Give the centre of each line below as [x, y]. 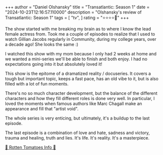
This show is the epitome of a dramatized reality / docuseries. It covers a [78, 73]
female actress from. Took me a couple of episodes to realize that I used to [80, 34]
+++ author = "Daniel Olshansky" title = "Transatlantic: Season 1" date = [77, 7]
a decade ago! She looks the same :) [42, 44]
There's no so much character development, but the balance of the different [81, 93]
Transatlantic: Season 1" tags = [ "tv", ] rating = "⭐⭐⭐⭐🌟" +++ [67, 17]
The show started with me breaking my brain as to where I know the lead [78, 29]
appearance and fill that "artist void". [42, 109]
